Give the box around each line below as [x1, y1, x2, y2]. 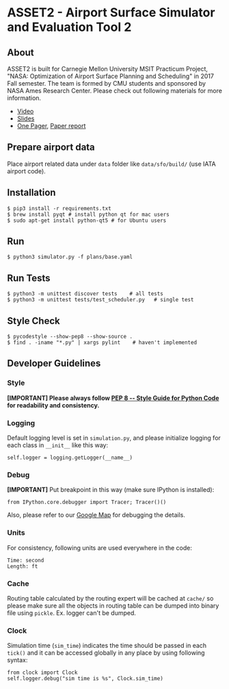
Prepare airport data [7, 142, 96, 153]
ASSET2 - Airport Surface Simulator [7, 5, 215, 21]
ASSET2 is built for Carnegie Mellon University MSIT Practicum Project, [7, 65, 208, 73]
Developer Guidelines [7, 358, 101, 369]
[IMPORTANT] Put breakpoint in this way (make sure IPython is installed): [7, 486, 215, 494]
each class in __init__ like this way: [7, 441, 109, 449]
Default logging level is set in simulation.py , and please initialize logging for [7, 434, 221, 442]
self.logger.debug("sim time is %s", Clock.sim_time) [7, 675, 164, 682]
